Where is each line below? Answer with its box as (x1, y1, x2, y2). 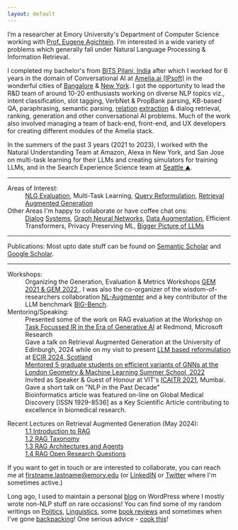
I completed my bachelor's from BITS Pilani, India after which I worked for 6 (7, 66, 228, 74)
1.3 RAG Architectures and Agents (25, 441, 124, 451)
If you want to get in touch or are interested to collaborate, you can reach (7, 463, 221, 472)
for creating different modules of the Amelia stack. (7, 126, 154, 135)
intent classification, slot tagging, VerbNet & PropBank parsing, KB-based (7, 96, 222, 105)
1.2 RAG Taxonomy (25, 434, 80, 443)
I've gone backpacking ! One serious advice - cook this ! (7, 514, 169, 523)
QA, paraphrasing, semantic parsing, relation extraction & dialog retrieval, (7, 104, 222, 112)
